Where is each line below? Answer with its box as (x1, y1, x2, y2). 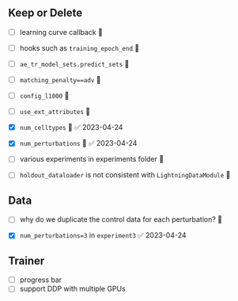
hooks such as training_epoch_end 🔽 (19, 43, 140, 52)
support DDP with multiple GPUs (19, 284, 127, 294)
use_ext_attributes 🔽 (19, 107, 91, 116)
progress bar (19, 275, 62, 284)
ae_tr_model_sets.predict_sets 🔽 (19, 59, 130, 68)
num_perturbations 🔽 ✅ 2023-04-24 (19, 139, 138, 148)
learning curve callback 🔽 (19, 27, 103, 36)
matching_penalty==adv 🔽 (19, 75, 101, 84)
